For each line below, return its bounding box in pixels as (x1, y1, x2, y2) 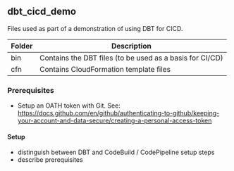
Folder (11, 41, 33, 51)
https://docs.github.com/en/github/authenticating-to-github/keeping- (17, 109, 220, 118)
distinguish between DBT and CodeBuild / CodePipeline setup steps (17, 148, 215, 157)
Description (111, 41, 152, 51)
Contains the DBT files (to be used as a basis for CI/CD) (39, 53, 223, 63)
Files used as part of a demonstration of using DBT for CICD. (7, 24, 183, 32)
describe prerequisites (17, 156, 83, 164)
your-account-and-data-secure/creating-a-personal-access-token (17, 116, 212, 125)
